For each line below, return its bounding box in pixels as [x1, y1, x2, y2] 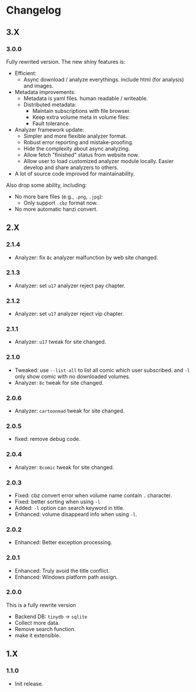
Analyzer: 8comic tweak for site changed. [14, 463, 114, 470]
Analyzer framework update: [14, 126, 84, 133]
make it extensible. [14, 632, 61, 639]
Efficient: [14, 69, 37, 77]
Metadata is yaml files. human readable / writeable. [23, 95, 148, 102]
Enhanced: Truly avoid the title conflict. [14, 567, 110, 574]
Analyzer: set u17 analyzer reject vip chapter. [14, 310, 124, 317]
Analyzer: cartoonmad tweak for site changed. [14, 407, 125, 414]
